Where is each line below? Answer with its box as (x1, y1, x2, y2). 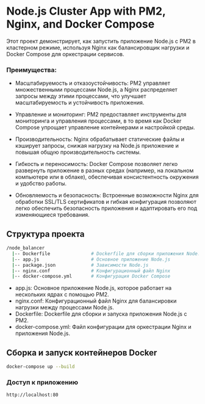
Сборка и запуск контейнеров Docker (6, 347, 157, 358)
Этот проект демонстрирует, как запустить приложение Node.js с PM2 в (6, 37, 196, 45)
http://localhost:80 (6, 392, 59, 398)
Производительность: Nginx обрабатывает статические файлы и (15, 135, 185, 143)
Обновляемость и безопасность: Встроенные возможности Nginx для (15, 192, 199, 199)
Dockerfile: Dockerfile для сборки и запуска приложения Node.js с (15, 310, 187, 318)
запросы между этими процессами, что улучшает (15, 93, 146, 100)
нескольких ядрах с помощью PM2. (15, 291, 109, 298)
